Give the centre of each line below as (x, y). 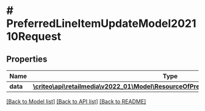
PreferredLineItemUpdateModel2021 (101, 23)
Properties (27, 59)
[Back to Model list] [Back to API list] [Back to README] (76, 102)
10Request (34, 37)
